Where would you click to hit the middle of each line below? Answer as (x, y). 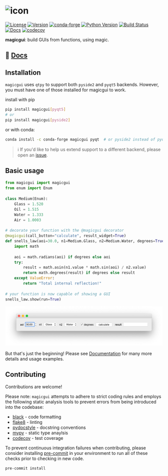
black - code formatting (37, 417)
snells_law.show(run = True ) (33, 299)
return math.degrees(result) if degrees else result (79, 273)
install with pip (20, 100)
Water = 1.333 (29, 215)
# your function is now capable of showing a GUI (58, 294)
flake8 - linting (27, 422)
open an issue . (32, 155)
